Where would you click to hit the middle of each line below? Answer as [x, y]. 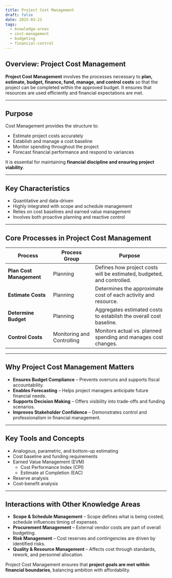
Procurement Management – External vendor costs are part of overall [87, 527]
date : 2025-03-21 [24, 19]
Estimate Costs [27, 295]
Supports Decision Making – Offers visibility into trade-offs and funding [89, 401]
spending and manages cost [129, 337]
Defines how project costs [126, 267]
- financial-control [32, 44]
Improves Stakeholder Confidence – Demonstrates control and [80, 412]
